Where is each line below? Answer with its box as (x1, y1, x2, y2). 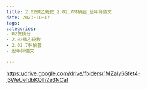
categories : (6, 25, 36, 32)
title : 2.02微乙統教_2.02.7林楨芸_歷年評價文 (6, 8, 112, 15)
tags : (6, 20, 20, 26)
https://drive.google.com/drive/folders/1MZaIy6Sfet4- (6, 70, 141, 77)
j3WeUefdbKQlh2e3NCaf (6, 76, 69, 83)
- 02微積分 (6, 31, 31, 37)
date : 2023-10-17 (6, 14, 50, 20)
